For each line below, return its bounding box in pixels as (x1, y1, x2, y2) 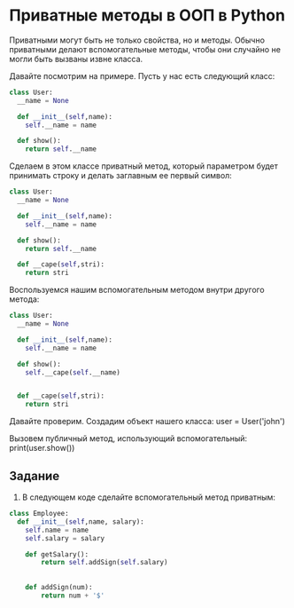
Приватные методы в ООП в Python (9, 5, 286, 26)
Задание (9, 468, 60, 484)
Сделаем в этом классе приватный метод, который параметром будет (9, 161, 279, 171)
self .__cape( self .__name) (25, 367, 121, 377)
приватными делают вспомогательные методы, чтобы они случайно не (9, 43, 282, 54)
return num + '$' (41, 591, 104, 600)
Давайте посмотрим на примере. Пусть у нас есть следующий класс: (9, 70, 275, 81)
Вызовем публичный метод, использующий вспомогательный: (9, 433, 248, 444)
